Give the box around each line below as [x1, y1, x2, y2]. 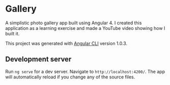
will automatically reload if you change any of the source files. [5, 74, 135, 80]
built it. [5, 30, 20, 36]
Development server [5, 55, 72, 64]
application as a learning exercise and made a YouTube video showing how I [5, 25, 165, 31]
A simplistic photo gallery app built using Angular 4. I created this [5, 20, 142, 26]
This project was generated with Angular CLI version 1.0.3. [5, 40, 128, 46]
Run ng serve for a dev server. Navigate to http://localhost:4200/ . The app [5, 68, 165, 74]
